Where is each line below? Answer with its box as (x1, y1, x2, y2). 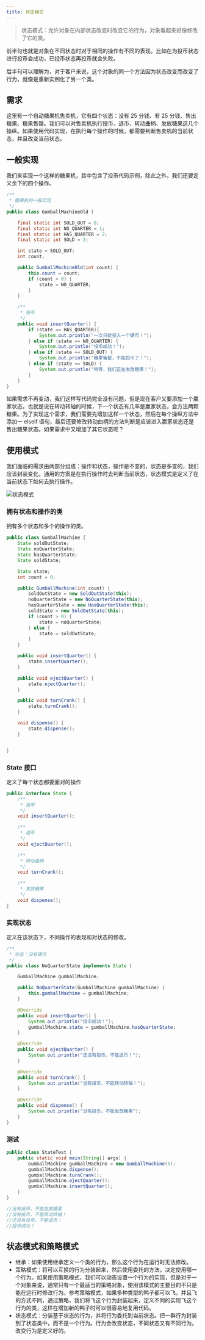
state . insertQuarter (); (28, 658, 88, 665)
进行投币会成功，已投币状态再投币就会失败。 (6, 54, 119, 62)
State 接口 (6, 763, 37, 772)
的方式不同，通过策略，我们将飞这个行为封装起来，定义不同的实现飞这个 (15, 1297, 197, 1304)
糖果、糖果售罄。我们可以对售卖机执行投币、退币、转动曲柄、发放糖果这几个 (6, 120, 199, 127)
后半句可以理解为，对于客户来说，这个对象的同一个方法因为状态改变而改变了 (6, 68, 199, 75)
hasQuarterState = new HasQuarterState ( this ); (28, 602, 149, 608)
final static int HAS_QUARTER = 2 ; (17, 231, 108, 237)
